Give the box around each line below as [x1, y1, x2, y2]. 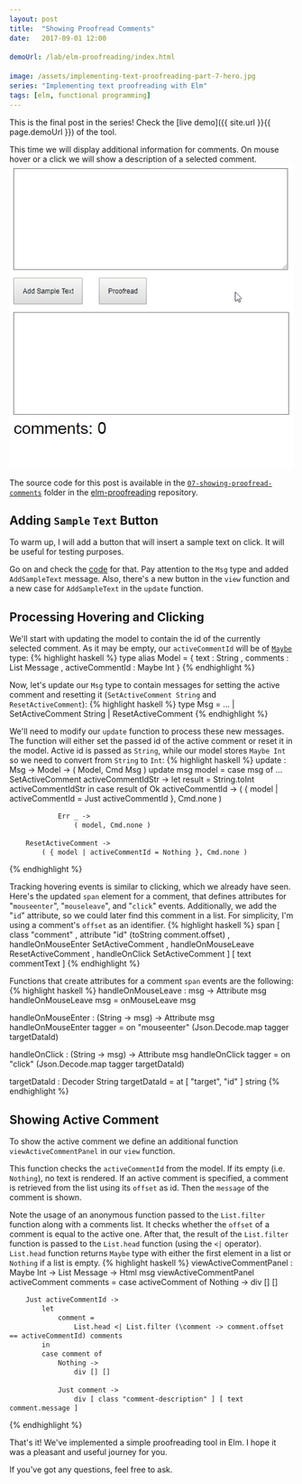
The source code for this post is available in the [9, 477, 186, 488]
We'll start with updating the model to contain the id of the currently [9, 634, 261, 644]
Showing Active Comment [9, 1112, 160, 1127]
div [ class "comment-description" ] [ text [73, 1395, 244, 1404]
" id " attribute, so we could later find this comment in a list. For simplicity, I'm [9, 910, 294, 921]
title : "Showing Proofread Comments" [9, 23, 155, 33]
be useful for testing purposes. [9, 547, 124, 558]
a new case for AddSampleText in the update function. [9, 583, 205, 594]
